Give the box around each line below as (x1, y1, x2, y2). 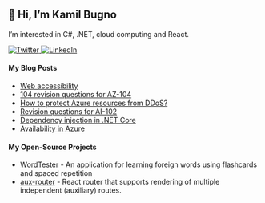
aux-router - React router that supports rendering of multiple (19, 177, 220, 187)
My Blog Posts (8, 63, 58, 73)
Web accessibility (19, 81, 78, 91)
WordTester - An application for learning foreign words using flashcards (19, 160, 258, 169)
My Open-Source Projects (8, 142, 98, 152)
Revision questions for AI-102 (19, 107, 118, 116)
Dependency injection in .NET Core (19, 116, 136, 125)
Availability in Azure (19, 124, 86, 133)
